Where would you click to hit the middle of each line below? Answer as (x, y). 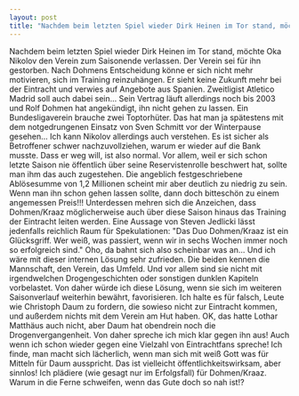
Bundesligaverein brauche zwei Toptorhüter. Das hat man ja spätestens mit (146, 117)
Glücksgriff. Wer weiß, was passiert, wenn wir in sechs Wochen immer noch (148, 240)
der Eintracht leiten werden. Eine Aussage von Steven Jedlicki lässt (132, 221)
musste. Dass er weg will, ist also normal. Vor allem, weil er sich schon (138, 155)
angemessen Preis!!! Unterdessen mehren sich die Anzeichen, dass (133, 202)
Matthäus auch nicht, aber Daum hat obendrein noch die (113, 325)
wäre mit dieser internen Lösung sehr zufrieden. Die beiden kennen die (140, 259)
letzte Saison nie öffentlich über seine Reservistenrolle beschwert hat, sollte (148, 165)
